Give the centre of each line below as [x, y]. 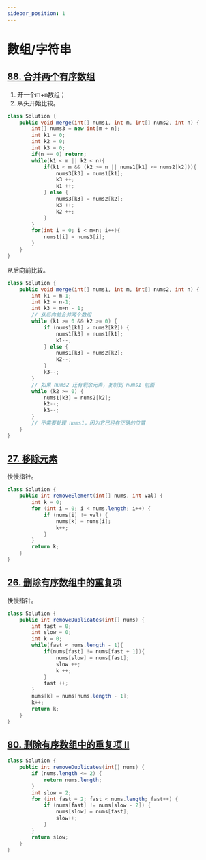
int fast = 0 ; [51, 626]
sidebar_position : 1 [36, 13]
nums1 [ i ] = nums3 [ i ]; [74, 237]
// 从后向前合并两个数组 [62, 315]
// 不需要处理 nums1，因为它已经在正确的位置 [88, 423]
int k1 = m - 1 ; [51, 296]
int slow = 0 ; [51, 633]
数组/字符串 [39, 49]
